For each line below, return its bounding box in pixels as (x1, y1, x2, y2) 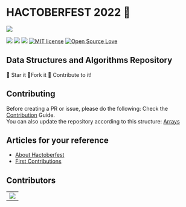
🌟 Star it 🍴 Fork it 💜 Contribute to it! (6, 71, 92, 78)
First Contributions (14, 157, 62, 165)
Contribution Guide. (6, 111, 56, 119)
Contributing (6, 89, 56, 99)
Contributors (6, 175, 56, 185)
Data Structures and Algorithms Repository (6, 55, 173, 65)
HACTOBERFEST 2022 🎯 (6, 5, 131, 19)
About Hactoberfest (14, 151, 65, 159)
